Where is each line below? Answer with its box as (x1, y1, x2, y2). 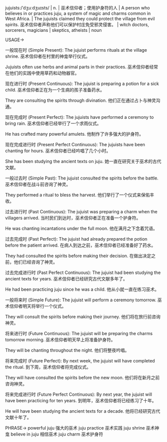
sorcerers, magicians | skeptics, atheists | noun (5, 27, 102, 33)
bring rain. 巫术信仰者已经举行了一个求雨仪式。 (5, 120, 101, 126)
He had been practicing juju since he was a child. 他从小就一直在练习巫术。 (5, 286, 159, 292)
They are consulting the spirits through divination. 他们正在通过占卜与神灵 (5, 97, 156, 103)
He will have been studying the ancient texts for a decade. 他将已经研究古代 (5, 408, 161, 414)
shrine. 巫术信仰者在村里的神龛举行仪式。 (5, 53, 90, 59)
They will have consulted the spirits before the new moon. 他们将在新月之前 (5, 375, 160, 380)
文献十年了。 (5, 415, 31, 420)
